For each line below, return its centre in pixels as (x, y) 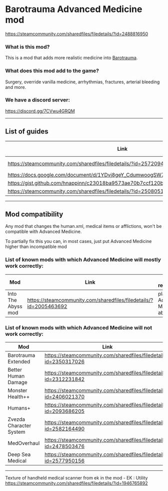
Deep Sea (19, 454)
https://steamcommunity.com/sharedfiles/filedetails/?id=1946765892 (76, 483)
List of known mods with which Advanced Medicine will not (79, 327)
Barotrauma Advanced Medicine (74, 9)
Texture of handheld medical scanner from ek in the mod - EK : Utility (76, 478)
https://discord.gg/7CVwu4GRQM (40, 111)
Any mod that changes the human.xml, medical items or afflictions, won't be (83, 226)
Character (19, 426)
